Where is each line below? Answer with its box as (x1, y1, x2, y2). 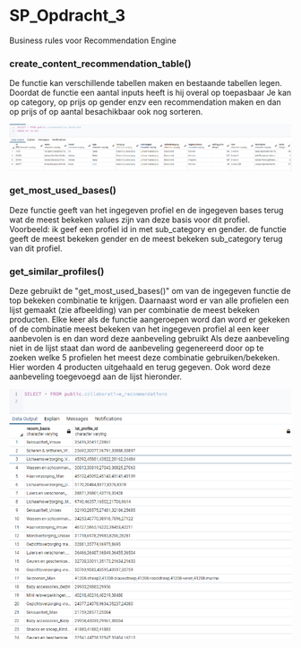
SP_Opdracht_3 (9, 5, 126, 26)
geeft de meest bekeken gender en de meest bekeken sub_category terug (9, 233, 284, 244)
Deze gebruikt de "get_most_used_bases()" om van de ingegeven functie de (9, 286, 291, 297)
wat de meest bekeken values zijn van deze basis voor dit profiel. (9, 214, 251, 225)
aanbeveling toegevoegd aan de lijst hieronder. (9, 371, 182, 382)
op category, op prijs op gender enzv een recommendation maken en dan (9, 97, 282, 108)
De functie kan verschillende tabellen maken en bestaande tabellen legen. (9, 78, 282, 89)
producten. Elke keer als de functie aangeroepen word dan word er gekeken (9, 315, 290, 325)
